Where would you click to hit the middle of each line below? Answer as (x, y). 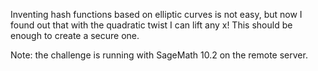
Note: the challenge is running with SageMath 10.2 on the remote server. (159, 55)
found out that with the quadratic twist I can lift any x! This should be (151, 25)
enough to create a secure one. (75, 35)
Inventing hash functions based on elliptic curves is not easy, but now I (156, 14)
